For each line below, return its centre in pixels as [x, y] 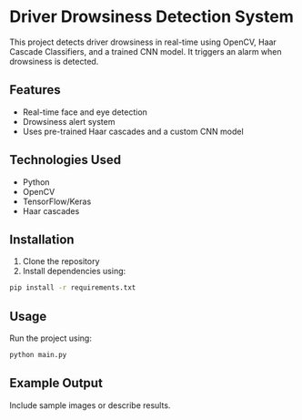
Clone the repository [61, 261]
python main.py [38, 355]
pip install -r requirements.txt [73, 288]
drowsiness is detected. [54, 61]
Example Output [56, 383]
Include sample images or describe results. [90, 405]
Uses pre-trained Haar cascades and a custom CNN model [133, 131]
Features [35, 90]
